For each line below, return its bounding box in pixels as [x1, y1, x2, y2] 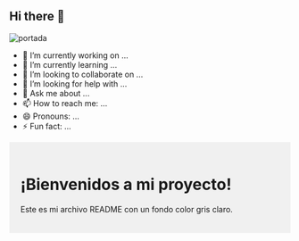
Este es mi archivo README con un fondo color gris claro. [21, 204, 234, 214]
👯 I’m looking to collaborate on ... [21, 69, 144, 79]
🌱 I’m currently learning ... [21, 59, 118, 70]
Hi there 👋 [9, 9, 65, 24]
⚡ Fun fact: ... [21, 120, 71, 131]
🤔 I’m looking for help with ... [21, 78, 128, 89]
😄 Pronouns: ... [21, 111, 80, 121]
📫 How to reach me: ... [21, 97, 108, 108]
